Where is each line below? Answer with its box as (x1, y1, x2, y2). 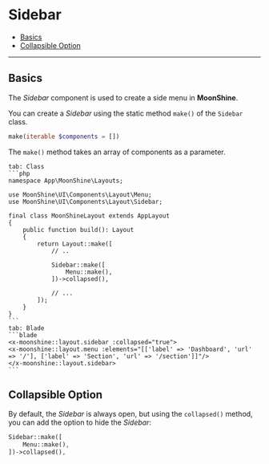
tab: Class (8, 162, 45, 170)
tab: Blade (8, 324, 45, 332)
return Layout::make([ (37, 239, 113, 248)
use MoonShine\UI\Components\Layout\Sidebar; (8, 197, 163, 206)
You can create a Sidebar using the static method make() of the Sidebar (8, 108, 243, 118)
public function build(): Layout (22, 226, 134, 234)
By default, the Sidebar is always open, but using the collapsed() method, (8, 409, 254, 419)
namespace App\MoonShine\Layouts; (8, 177, 124, 185)
